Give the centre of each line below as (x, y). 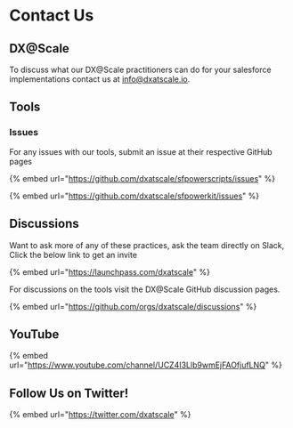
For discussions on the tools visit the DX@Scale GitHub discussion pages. (145, 289)
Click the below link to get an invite (73, 254)
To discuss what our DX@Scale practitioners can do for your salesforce (140, 69)
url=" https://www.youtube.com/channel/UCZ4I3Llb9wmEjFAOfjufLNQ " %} (146, 365)
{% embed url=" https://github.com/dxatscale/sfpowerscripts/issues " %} (142, 178)
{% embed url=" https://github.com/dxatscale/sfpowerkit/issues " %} (134, 196)
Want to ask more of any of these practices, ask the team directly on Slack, (147, 245)
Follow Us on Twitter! (69, 393)
